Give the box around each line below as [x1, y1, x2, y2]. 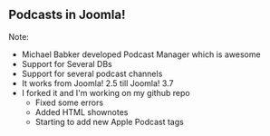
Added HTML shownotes [34, 106, 129, 117]
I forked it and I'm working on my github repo [21, 87, 191, 98]
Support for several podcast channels [21, 68, 163, 79]
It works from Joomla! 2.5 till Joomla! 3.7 [21, 77, 174, 89]
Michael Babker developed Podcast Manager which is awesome [21, 49, 261, 60]
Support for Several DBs [21, 58, 112, 69]
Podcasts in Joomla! [8, 7, 126, 23]
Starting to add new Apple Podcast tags [34, 116, 185, 127]
